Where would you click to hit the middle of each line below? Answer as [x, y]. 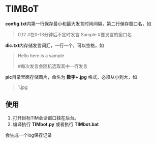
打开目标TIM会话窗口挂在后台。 [46, 117]
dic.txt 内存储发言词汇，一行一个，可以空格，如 [55, 45]
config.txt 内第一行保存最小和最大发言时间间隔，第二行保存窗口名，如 [78, 23]
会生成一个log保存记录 [29, 135]
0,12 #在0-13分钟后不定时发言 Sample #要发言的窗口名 [75, 34]
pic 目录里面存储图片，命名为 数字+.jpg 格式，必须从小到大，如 [71, 77]
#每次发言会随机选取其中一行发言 [53, 66]
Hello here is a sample [41, 55]
